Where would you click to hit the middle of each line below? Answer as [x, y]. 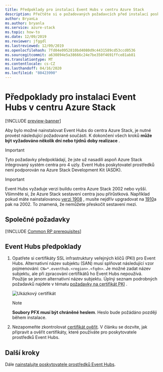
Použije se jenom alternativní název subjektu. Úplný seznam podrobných [85, 279]
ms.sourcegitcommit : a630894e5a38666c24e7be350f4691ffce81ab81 [70, 55]
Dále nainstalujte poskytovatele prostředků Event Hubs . [60, 364]
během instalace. [29, 317]
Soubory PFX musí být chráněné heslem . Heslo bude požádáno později [84, 313]
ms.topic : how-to [23, 32]
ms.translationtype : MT [29, 59]
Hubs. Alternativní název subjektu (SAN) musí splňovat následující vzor [83, 263]
